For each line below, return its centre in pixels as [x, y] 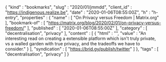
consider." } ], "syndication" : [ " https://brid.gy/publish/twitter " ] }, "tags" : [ [82, 49]
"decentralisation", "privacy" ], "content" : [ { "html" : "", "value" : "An [76, 33]
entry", [12, 17]
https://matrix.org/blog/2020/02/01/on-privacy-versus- [105, 23]
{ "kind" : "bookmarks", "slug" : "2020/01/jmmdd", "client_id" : [69, 7]
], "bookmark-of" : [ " [27, 23]
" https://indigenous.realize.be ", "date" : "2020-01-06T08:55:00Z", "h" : [78, 12]
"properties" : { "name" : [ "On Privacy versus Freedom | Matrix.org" [89, 17]
